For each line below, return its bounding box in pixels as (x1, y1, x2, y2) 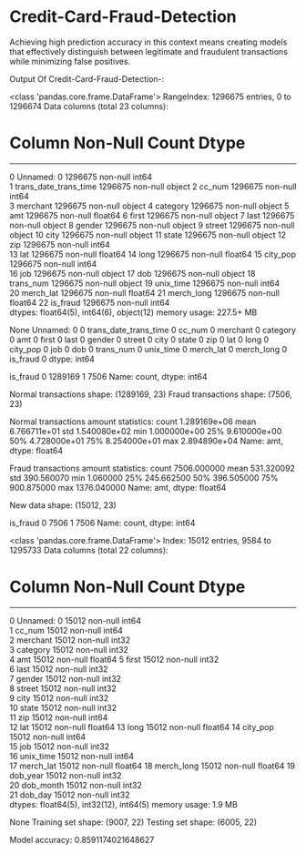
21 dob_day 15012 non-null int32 (9, 789, 130, 800)
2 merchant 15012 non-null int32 (9, 635, 130, 646)
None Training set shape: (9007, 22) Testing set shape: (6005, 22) (9, 817, 258, 828)
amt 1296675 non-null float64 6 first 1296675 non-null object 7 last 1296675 (9, 209, 295, 220)
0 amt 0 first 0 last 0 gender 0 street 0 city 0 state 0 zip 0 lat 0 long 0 (9, 334, 270, 345)
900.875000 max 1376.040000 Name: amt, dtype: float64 (9, 482, 227, 493)
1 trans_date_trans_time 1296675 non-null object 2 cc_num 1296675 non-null (9, 180, 297, 192)
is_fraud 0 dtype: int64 (9, 353, 96, 364)
